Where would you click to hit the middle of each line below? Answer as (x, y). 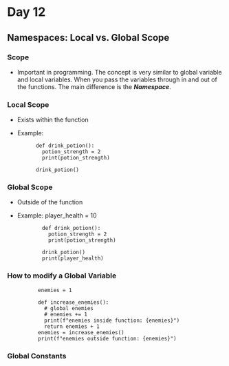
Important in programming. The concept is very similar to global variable (119, 72)
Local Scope (28, 104)
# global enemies (69, 308)
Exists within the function (53, 120)
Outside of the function (50, 202)
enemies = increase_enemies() (81, 332)
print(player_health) (73, 259)
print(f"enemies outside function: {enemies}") (107, 338)
